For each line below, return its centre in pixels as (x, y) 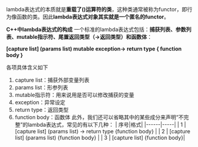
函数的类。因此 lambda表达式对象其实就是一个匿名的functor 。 (93, 17)
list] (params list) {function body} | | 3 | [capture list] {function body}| (100, 137)
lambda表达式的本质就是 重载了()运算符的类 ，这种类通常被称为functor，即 (97, 9)
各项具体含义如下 (27, 67)
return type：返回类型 (42, 110)
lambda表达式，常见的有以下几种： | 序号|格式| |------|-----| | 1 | (107, 125)
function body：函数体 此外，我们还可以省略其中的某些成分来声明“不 (99, 117)
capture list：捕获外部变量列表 (52, 80)
